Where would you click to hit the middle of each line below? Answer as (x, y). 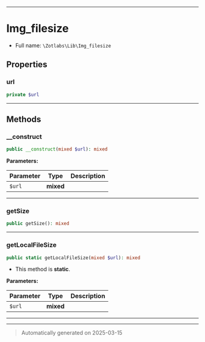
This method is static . (43, 269)
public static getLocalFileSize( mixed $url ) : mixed (73, 258)
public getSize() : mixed (38, 224)
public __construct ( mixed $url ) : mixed (57, 149)
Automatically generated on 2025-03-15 (72, 333)
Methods (24, 119)
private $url (23, 94)
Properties (27, 65)
